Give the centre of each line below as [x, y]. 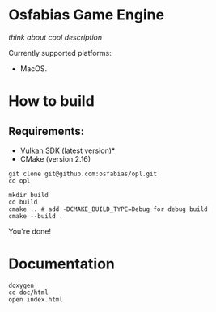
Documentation [62, 264]
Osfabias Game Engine [86, 15]
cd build [23, 202]
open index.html [36, 299]
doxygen [21, 285]
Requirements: [47, 131]
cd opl [19, 181]
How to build [51, 101]
